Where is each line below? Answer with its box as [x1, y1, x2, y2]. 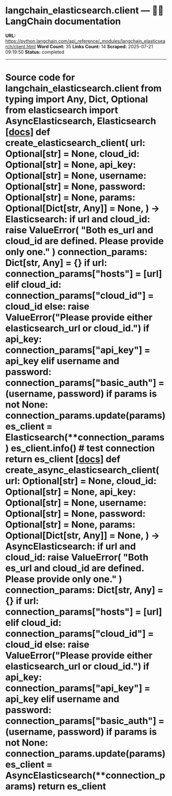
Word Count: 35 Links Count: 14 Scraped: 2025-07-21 [36, 43, 154, 49]
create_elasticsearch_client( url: [5, 137, 146, 149]
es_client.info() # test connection [11, 442, 155, 454]
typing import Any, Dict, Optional [5, 93, 148, 105]
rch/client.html [5, 43, 36, 49]
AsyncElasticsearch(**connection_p [5, 770, 165, 782]
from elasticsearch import [5, 105, 119, 116]
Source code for [5, 72, 75, 84]
